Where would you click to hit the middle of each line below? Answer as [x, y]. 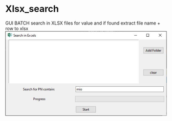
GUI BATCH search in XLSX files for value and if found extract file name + [83, 23]
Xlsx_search [32, 9]
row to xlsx [17, 28]
